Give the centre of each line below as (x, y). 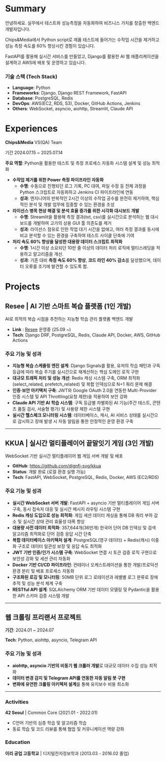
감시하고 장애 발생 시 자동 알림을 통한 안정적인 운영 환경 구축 (75, 422)
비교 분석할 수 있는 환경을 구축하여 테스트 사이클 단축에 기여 (77, 236)
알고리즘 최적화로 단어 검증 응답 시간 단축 (52, 534)
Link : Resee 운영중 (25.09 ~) (41, 330)
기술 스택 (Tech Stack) (31, 76)
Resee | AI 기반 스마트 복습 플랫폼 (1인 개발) (68, 306)
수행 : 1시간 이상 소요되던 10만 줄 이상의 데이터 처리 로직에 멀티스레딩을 (87, 248)
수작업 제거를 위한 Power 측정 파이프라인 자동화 (58, 180)
